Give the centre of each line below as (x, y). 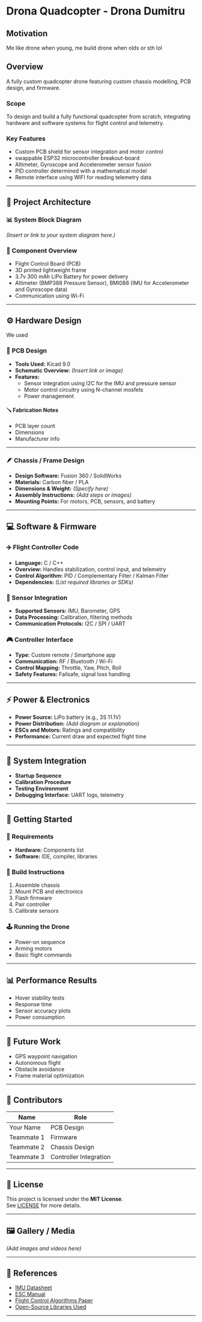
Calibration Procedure (43, 782)
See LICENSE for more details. (44, 1205)
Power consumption (40, 1017)
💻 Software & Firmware (51, 527)
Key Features (26, 139)
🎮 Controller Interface (40, 639)
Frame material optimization (49, 1075)
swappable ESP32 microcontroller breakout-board (77, 158)
